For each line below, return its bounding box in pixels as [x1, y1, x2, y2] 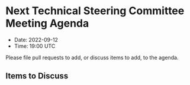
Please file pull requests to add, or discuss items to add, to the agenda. [5, 54, 179, 61]
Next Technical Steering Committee [5, 4, 185, 18]
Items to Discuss [5, 71, 69, 81]
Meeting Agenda [5, 17, 89, 30]
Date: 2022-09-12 [14, 36, 59, 43]
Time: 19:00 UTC [14, 42, 56, 50]
